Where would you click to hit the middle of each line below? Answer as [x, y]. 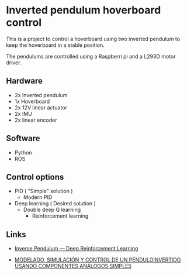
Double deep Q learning [52, 210]
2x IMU [23, 114]
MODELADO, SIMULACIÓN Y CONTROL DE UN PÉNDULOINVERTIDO [98, 260]
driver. [14, 63]
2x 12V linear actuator [41, 107]
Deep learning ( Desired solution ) [55, 204]
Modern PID [38, 197]
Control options [35, 177]
